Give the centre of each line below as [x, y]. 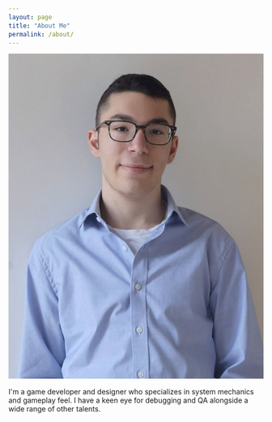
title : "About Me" [39, 26]
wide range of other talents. [55, 409]
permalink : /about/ [41, 34]
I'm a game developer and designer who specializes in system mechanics [132, 392]
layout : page [30, 17]
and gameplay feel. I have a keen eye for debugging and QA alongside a [128, 400]
